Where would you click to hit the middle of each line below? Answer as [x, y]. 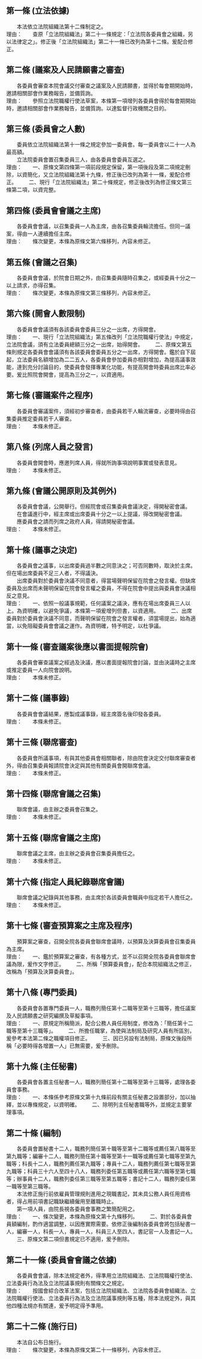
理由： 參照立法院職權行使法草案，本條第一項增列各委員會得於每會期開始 [101, 101]
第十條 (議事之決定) [42, 550]
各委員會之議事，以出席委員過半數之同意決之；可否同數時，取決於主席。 [106, 566]
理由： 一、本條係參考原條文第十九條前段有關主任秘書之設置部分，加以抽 [101, 1097]
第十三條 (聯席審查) [42, 742]
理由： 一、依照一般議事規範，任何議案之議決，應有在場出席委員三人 [96, 603]
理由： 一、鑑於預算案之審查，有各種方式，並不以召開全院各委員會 [93, 956]
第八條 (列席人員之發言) [50, 447]
